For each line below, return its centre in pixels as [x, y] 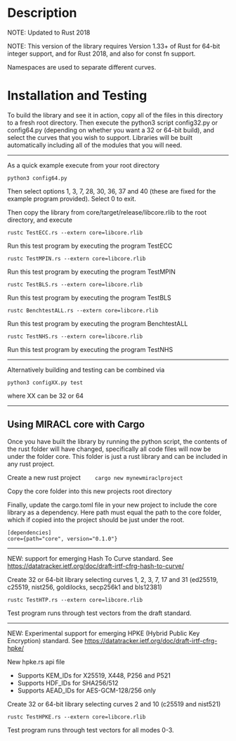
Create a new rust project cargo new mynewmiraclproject [95, 477]
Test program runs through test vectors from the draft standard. [99, 613]
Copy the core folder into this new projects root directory [90, 491]
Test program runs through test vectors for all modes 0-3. [91, 730]
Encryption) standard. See [45, 640]
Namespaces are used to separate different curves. [82, 67]
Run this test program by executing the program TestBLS [90, 298]
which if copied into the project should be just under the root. [96, 519]
